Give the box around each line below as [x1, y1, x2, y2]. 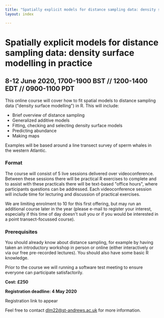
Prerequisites [5, 228, 38, 235]
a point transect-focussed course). [5, 216, 75, 222]
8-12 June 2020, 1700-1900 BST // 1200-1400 [5, 77, 148, 85]
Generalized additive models [12, 117, 70, 123]
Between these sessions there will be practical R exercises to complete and [5, 176, 157, 182]
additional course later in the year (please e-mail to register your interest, [5, 206, 152, 212]
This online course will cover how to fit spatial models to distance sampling [5, 97, 156, 103]
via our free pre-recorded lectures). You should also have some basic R [5, 250, 149, 256]
